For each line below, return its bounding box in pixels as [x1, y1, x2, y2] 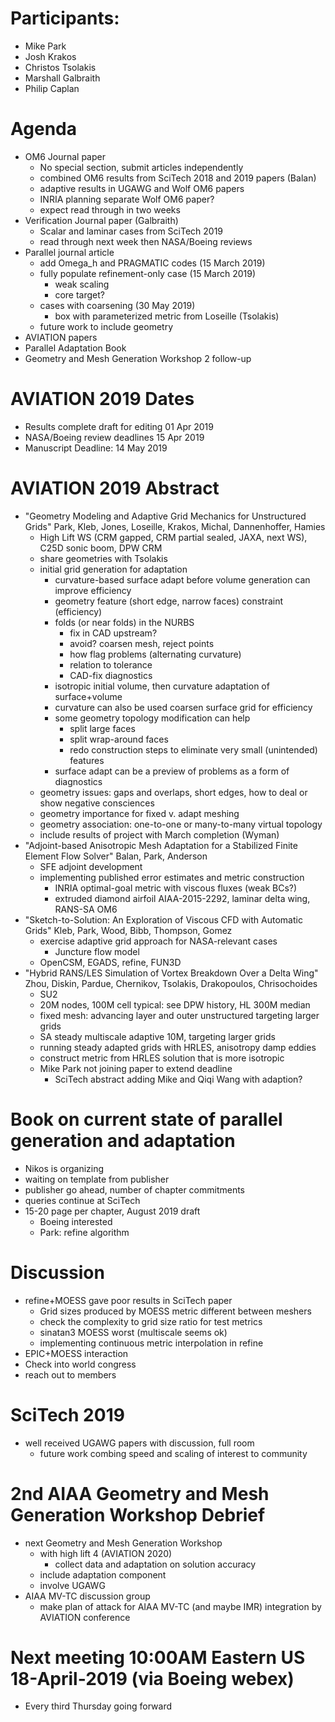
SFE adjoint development [39, 860, 143, 872]
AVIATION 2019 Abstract [10, 477, 220, 499]
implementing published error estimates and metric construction [39, 871, 305, 883]
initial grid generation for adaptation [39, 563, 188, 575]
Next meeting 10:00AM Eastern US [10, 1646, 306, 1669]
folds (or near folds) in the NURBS [54, 616, 195, 628]
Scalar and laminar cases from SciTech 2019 [39, 225, 224, 237]
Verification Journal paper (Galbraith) [24, 214, 179, 226]
